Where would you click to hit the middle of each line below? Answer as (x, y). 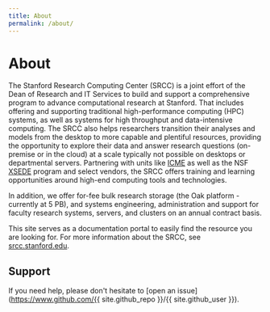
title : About (30, 16)
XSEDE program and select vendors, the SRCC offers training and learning (132, 171)
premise (22, 154)
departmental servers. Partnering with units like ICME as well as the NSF (129, 163)
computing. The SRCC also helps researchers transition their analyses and (132, 129)
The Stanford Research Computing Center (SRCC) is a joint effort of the (127, 86)
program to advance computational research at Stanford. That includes (126, 103)
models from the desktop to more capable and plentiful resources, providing (135, 137)
